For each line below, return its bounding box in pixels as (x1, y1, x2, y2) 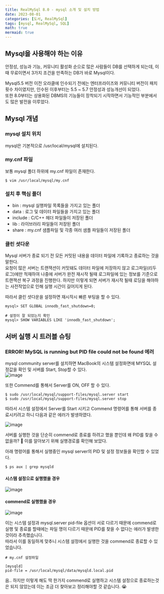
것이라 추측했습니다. (5, 532, 43, 538)
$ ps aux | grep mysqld (5, 464, 54, 469)
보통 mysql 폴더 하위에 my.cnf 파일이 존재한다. (5, 168, 96, 174)
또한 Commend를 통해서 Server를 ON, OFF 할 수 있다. (5, 382, 111, 388)
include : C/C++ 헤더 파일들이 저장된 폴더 (12, 215, 94, 221)
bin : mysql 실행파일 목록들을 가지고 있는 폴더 (12, 202, 100, 208)
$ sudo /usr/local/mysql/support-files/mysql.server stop (5, 396, 127, 401)
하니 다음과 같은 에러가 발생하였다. (26, 412, 92, 418)
